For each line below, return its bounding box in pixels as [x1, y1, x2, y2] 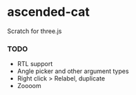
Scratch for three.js [7, 27, 62, 35]
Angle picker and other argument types [17, 67, 129, 76]
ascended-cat [7, 4, 90, 20]
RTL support [17, 60, 53, 68]
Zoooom [17, 82, 41, 90]
